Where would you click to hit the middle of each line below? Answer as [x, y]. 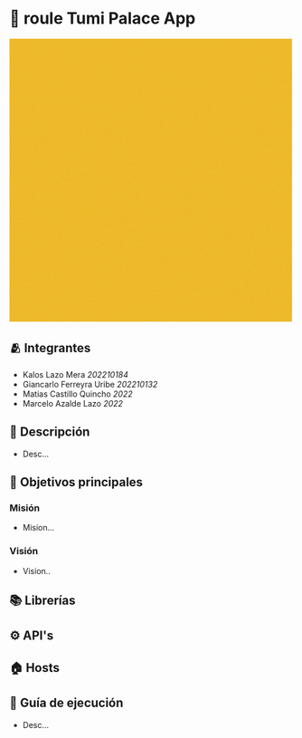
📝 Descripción [50, 432]
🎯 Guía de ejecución [66, 703]
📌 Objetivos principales [76, 482]
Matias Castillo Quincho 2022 [77, 394]
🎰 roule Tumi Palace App [103, 19]
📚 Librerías [42, 600]
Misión [25, 508]
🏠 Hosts [35, 668]
